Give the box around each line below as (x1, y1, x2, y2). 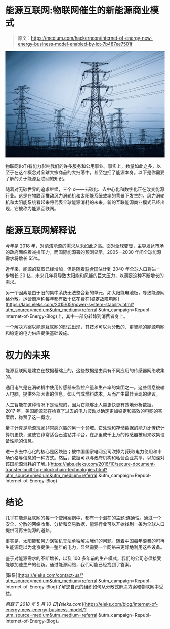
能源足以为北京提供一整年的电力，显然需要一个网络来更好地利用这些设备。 (9, 544, 165, 550)
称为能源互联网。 (22, 206, 59, 212)
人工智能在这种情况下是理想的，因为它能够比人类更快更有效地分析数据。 (5, 401, 156, 408)
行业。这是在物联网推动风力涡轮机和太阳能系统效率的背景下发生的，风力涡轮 (5, 193, 165, 199)
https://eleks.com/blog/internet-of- (84, 601, 158, 607)
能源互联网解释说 (5, 225, 77, 237)
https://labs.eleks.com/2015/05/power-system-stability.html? (7, 302, 134, 308)
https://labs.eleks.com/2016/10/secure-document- (50, 461, 156, 467)
